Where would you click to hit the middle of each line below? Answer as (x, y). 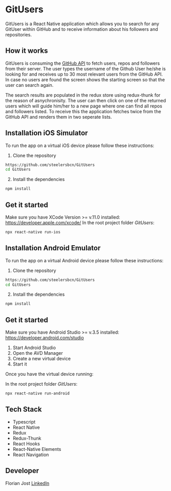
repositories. (19, 34)
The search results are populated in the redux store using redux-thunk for (83, 95)
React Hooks (26, 444)
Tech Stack (24, 410)
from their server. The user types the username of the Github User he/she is (85, 68)
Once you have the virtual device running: (49, 374)
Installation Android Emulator (53, 248)
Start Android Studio (34, 348)
